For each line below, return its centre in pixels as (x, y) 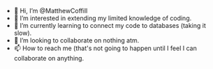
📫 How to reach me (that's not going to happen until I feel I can (105, 48)
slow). (23, 33)
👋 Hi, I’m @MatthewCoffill (51, 11)
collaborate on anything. (49, 58)
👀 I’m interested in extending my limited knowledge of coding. (103, 18)
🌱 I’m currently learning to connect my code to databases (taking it (110, 25)
